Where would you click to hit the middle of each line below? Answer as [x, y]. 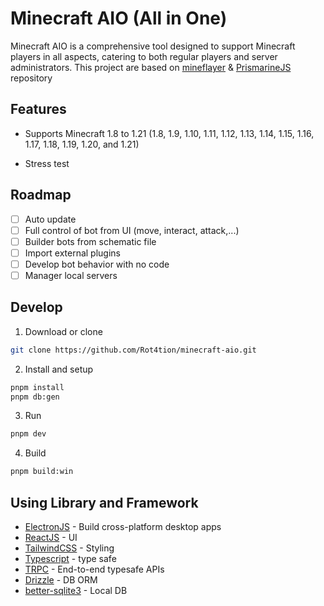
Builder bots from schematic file [90, 241]
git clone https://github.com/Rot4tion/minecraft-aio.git [133, 350]
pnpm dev [28, 434]
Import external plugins [72, 253]
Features [38, 109]
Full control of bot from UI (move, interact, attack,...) [132, 230]
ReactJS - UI [51, 537]
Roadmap [41, 195]
